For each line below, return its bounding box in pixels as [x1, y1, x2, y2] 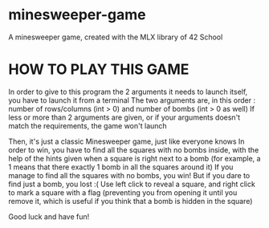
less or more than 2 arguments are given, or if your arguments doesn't [8, 112, 241, 122]
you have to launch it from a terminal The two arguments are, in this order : [8, 95, 255, 105]
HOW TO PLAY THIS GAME [8, 60, 190, 79]
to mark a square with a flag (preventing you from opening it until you [8, 187, 238, 197]
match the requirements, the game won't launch [8, 120, 167, 130]
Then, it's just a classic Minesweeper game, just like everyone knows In [8, 136, 245, 146]
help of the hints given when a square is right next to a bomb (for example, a [8, 153, 261, 163]
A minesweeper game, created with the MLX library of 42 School [8, 32, 223, 42]
